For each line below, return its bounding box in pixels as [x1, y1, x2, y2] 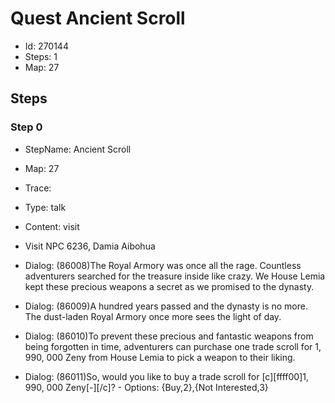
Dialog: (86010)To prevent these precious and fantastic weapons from [24, 330, 314, 342]
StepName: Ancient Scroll [24, 143, 132, 155]
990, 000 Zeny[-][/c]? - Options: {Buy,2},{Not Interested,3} [24, 381, 269, 393]
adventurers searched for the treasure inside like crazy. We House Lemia [24, 270, 326, 282]
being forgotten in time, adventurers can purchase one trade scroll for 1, [24, 340, 322, 352]
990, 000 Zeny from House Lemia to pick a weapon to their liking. [24, 351, 296, 363]
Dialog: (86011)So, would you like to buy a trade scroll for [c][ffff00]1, [24, 370, 309, 382]
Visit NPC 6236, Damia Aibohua [24, 240, 156, 252]
